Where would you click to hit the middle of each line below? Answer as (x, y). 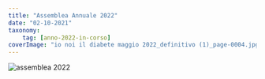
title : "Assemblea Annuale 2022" (63, 15)
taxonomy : (24, 30)
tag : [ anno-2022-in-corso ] (67, 38)
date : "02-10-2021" (40, 23)
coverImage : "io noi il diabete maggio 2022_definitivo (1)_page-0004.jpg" (135, 45)
